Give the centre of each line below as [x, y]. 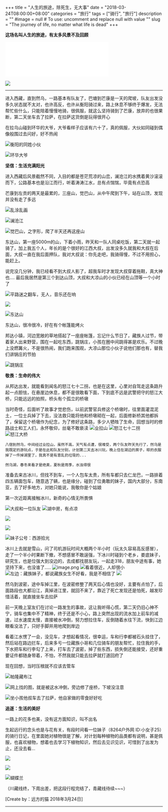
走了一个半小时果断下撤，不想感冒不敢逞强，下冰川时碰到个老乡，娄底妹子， [84, 555]
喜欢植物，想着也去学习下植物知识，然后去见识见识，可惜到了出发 [86, 742]
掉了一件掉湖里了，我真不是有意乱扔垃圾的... [46, 455]
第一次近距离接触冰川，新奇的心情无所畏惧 [49, 498]
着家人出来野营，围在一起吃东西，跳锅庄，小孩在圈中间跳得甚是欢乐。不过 [82, 342]
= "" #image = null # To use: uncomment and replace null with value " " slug [83, 19]
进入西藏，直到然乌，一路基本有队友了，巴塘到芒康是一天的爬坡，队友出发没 [84, 98]
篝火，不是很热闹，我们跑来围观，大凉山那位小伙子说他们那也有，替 [88, 348]
